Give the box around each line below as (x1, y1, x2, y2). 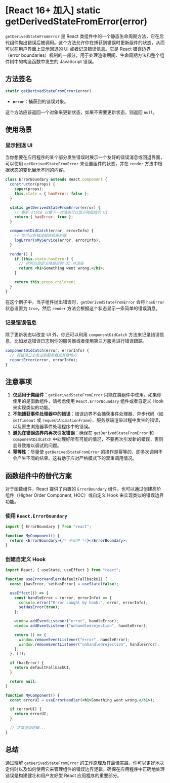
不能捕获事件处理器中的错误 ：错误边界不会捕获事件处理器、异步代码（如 (12, 411, 163, 417)
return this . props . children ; (14, 280, 76, 285)
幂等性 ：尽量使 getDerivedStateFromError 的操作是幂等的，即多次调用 (12, 449, 158, 455)
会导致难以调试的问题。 (12, 442, 62, 449)
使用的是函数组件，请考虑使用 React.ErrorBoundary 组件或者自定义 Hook (12, 398, 164, 404)
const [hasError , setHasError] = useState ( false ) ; (10, 581, 119, 586)
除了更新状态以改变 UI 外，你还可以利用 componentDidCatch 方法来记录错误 (5, 331, 160, 338)
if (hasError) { (10, 660, 44, 665)
